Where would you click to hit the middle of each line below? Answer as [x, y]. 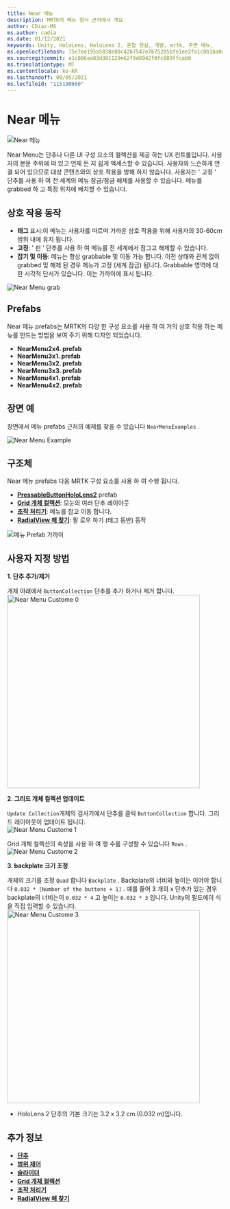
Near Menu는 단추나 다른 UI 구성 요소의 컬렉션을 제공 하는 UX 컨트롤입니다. [108, 155]
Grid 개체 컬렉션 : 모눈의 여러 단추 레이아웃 [73, 503]
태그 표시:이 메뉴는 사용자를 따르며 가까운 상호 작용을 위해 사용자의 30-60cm [119, 230]
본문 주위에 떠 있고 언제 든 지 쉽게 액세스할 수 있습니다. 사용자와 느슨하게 [116, 163]
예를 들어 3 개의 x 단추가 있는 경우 [172, 889]
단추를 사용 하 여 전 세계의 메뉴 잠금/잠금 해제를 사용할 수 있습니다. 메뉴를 [105, 181]
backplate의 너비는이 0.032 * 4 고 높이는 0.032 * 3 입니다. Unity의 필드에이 [111, 898]
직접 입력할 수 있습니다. [45, 906]
